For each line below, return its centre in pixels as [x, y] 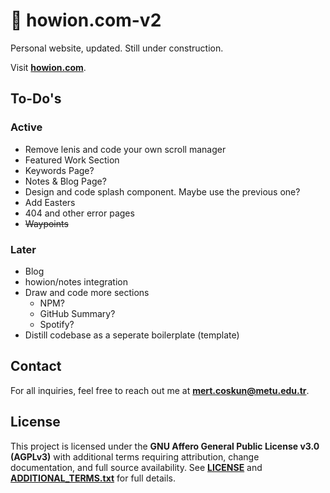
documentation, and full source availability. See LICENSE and [136, 467]
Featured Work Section [72, 160]
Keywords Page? [59, 170]
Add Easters [50, 202]
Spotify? [57, 324]
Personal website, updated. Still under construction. [117, 48]
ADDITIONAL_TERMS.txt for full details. [93, 478]
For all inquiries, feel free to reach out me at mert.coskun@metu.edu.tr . [160, 390]
